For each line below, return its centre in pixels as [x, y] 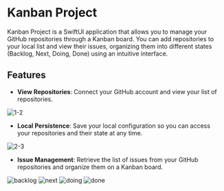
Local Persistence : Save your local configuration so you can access [114, 126]
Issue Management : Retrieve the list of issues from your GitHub [108, 159]
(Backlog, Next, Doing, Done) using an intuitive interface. [88, 54]
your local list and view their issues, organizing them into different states [110, 46]
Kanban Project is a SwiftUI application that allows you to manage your [107, 32]
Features [26, 75]
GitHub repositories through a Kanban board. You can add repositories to [111, 38]
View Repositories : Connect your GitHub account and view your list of [117, 91]
